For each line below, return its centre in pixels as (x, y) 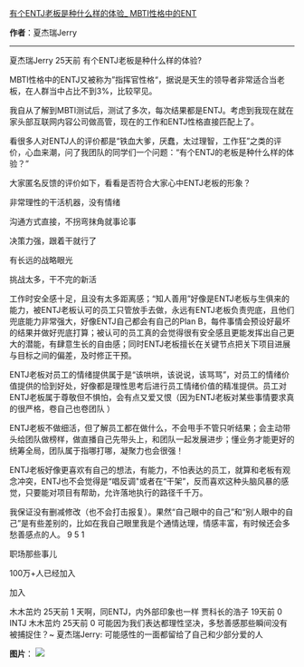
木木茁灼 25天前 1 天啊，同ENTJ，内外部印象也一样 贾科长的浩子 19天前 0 (146, 612)
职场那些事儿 (33, 554)
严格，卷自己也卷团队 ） (70, 408)
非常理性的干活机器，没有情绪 (65, 202)
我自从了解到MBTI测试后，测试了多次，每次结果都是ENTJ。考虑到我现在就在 (152, 110)
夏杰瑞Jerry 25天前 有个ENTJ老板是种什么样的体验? (105, 60)
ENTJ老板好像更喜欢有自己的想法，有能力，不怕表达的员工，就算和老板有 (146, 470)
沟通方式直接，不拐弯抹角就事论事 (73, 221)
